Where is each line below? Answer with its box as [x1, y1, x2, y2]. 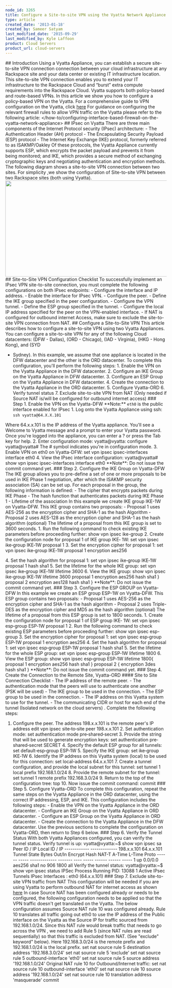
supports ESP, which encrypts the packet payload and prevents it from [5, 147, 155, 153]
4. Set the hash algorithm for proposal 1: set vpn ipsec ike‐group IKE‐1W [5, 557, 157, 563]
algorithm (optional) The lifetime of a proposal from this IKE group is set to [5, 520, 162, 526]
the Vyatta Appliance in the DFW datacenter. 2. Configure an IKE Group [12, 368, 163, 374]
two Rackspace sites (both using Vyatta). [5, 174, 92, 180]
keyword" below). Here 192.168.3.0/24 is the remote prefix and [12, 939, 145, 945]
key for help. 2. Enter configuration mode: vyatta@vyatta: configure [5, 438, 148, 444]
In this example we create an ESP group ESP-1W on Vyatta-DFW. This [17, 590, 164, 596]
